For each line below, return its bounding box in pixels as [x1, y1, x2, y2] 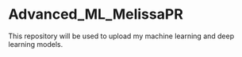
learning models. [8, 39, 63, 48]
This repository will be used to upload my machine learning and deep [8, 31, 235, 41]
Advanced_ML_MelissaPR [8, 5, 184, 23]
